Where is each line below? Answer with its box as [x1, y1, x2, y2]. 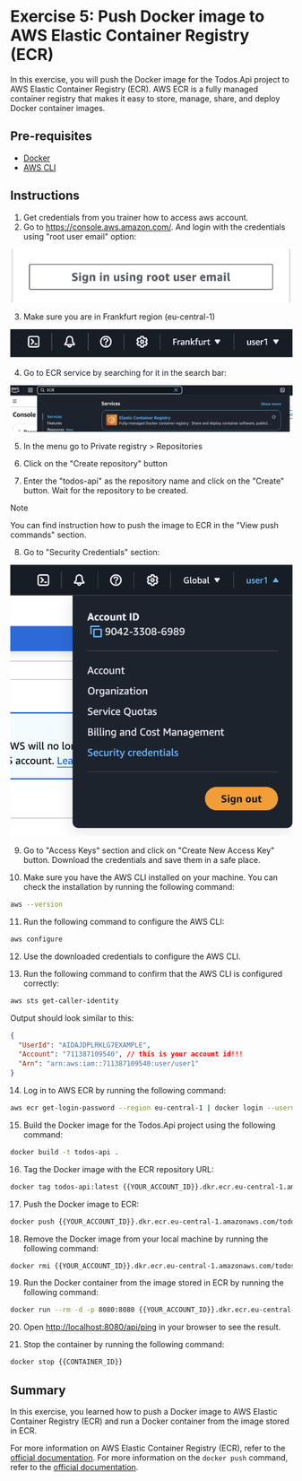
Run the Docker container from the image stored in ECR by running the [22, 1277, 285, 1288]
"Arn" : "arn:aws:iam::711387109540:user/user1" [18, 1059, 200, 1068]
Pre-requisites [10, 128, 92, 144]
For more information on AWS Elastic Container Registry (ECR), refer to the [10, 1442, 286, 1454]
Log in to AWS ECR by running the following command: [22, 1085, 227, 1096]
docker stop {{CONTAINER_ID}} [10, 1357, 124, 1367]
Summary [10, 1382, 66, 1398]
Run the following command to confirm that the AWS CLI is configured [22, 968, 283, 979]
